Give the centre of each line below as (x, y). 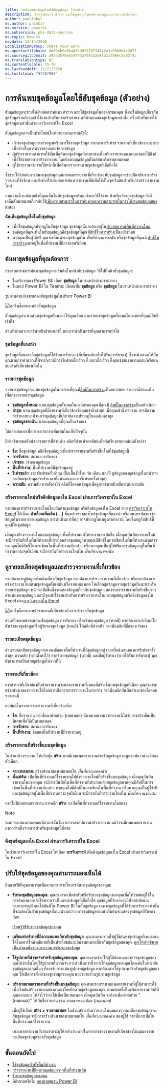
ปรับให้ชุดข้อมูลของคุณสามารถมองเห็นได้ (53, 873)
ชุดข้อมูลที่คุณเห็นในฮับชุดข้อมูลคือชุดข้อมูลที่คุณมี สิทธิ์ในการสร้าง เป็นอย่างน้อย (74, 232)
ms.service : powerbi (26, 28)
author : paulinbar (24, 19)
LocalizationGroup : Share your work (42, 46)
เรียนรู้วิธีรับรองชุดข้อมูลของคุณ (36, 927)
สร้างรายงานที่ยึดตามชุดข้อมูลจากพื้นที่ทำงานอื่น (49, 1070)
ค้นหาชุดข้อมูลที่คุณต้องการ (37, 259)
